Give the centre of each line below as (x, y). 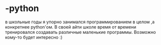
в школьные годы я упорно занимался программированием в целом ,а (80, 22)
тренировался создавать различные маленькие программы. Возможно (80, 32)
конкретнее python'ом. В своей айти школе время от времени (71, 27)
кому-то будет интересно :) (34, 37)
